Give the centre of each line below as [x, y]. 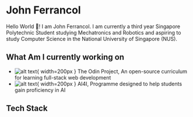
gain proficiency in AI [40, 90]
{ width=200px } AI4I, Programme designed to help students [110, 84]
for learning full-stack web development [63, 77]
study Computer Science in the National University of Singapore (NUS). [92, 39]
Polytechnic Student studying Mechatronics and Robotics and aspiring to [94, 32]
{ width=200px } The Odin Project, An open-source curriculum [112, 71]
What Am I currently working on [65, 57]
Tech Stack [27, 109]
